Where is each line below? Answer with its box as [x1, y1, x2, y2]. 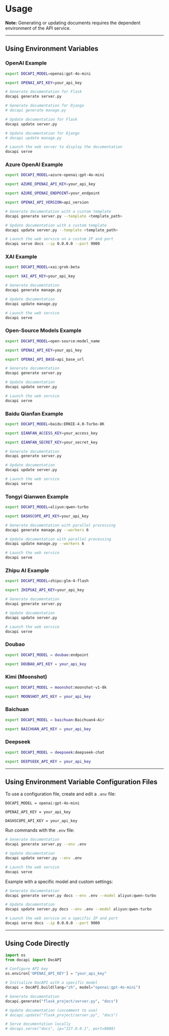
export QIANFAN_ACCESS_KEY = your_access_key [5, 430, 98, 435]
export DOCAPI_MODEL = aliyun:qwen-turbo [5, 505, 89, 510]
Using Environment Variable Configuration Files [5, 778, 157, 786]
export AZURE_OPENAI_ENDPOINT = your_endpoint [5, 191, 100, 196]
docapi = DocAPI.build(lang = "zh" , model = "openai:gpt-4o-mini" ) [5, 985, 141, 990]
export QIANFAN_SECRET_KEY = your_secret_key [5, 440, 98, 445]
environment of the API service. [5, 25, 71, 31]
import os [5, 952, 26, 958]
